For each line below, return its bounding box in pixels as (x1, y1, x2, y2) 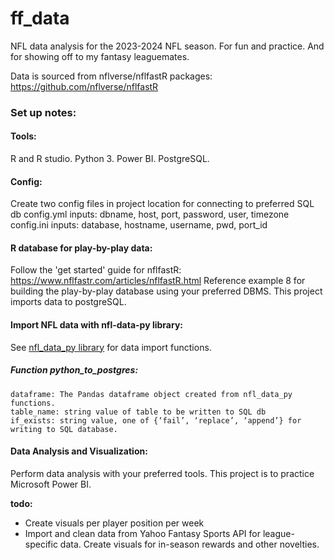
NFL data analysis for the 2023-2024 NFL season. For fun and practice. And (10, 40, 325, 52)
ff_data (10, 7, 70, 30)
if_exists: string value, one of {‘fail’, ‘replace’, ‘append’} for (10, 415, 302, 426)
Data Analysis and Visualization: (10, 445, 148, 457)
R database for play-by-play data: (10, 242, 153, 254)
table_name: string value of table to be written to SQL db (10, 407, 267, 417)
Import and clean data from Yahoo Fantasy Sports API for (24, 527, 261, 539)
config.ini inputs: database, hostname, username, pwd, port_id (10, 219, 268, 231)
